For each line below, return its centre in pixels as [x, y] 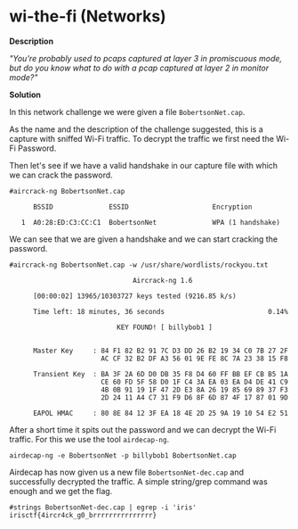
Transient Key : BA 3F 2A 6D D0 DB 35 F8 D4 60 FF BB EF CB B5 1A [161, 374]
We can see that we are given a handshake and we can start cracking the [144, 239]
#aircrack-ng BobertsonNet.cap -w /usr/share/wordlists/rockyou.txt [139, 265]
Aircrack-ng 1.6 [162, 280]
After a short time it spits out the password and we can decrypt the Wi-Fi [143, 429]
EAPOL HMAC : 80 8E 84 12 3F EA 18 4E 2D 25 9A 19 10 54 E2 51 [161, 413]
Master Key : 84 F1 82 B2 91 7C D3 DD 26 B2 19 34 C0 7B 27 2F [161, 351]
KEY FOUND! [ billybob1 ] [165, 327]
